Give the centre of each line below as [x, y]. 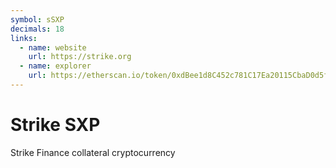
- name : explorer [55, 66]
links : [24, 38]
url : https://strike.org [80, 57]
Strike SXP [55, 125]
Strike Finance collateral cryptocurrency [93, 152]
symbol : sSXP [37, 19]
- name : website [53, 47]
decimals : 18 [37, 29]
